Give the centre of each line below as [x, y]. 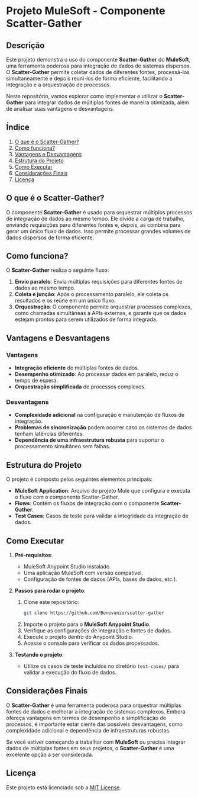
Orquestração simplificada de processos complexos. [80, 387]
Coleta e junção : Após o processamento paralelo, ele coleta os [91, 294]
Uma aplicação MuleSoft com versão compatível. [83, 573]
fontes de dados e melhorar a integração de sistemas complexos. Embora [96, 711]
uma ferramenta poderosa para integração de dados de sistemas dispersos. [99, 66]
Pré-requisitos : [34, 555]
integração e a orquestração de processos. [59, 85]
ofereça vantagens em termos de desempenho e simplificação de [86, 718]
